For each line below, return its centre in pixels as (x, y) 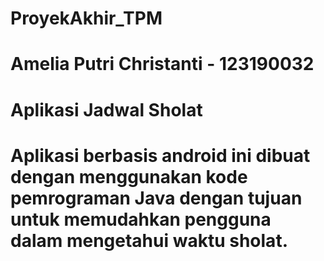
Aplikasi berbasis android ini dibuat (160, 155)
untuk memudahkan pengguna (141, 219)
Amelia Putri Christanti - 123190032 (162, 64)
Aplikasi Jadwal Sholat (106, 109)
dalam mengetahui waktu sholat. (149, 240)
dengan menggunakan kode (129, 176)
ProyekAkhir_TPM (86, 18)
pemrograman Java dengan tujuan (156, 198)
